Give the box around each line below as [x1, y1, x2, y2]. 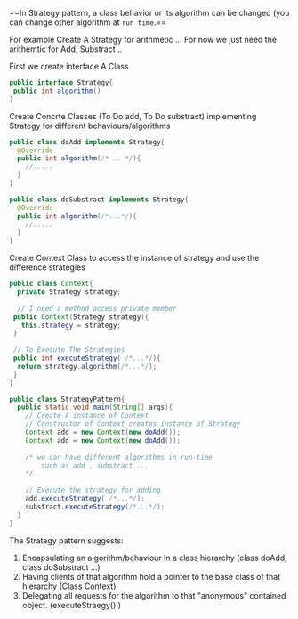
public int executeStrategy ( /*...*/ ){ [12, 354, 162, 362]
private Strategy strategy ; [17, 288, 122, 297]
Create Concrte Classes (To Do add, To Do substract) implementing [9, 110, 257, 121]
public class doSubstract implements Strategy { [9, 195, 189, 204]
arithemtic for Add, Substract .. [9, 44, 123, 54]
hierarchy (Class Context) [21, 581, 117, 591]
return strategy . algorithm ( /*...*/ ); [17, 362, 157, 371]
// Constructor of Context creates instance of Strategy [25, 419, 241, 428]
